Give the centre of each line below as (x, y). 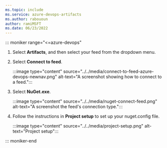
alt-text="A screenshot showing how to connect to (110, 77)
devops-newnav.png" (35, 77)
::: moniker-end (21, 141)
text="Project (26, 131)
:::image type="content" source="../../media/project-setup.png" (78, 126)
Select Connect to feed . (37, 62)
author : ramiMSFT (23, 24)
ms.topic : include (24, 10)
